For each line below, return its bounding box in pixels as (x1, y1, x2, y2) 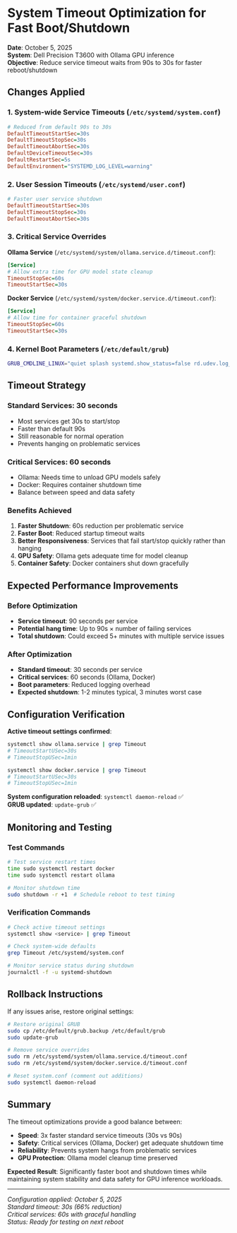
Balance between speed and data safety (17, 488, 135, 496)
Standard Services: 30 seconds (7, 401, 118, 411)
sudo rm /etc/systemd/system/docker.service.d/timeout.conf (7, 1060, 188, 1067)
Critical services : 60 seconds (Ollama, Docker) (17, 673, 156, 682)
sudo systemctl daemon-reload (7, 1078, 97, 1086)
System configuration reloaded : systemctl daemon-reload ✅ (7, 793, 184, 801)
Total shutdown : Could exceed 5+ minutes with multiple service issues (17, 632, 224, 640)
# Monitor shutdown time (7, 884, 80, 891)
